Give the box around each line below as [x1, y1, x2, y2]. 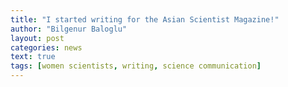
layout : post [10, 33, 65, 43]
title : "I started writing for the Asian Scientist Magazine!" [10, 14, 280, 25]
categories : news [10, 42, 83, 53]
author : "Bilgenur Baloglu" [10, 24, 128, 34]
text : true [10, 52, 56, 62]
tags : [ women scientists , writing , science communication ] [10, 61, 262, 71]
